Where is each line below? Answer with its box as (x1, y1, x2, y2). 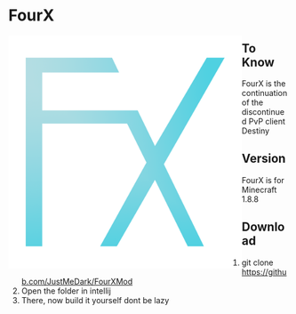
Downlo (242, 220, 285, 235)
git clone (242, 257, 274, 268)
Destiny (242, 125, 270, 136)
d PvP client (242, 117, 286, 126)
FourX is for (242, 174, 285, 185)
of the (242, 97, 264, 108)
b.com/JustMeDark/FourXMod (20, 276, 133, 286)
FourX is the (242, 78, 286, 89)
